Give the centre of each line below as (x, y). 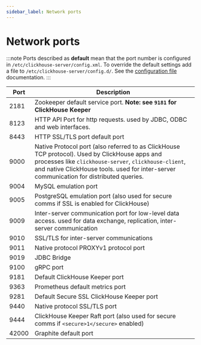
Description (113, 92)
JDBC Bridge (53, 257)
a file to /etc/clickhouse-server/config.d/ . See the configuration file (92, 71)
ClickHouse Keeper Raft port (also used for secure (105, 316)
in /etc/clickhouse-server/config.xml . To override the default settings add (99, 64)
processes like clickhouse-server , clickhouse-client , (110, 161)
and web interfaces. (63, 127)
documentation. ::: (29, 77)
